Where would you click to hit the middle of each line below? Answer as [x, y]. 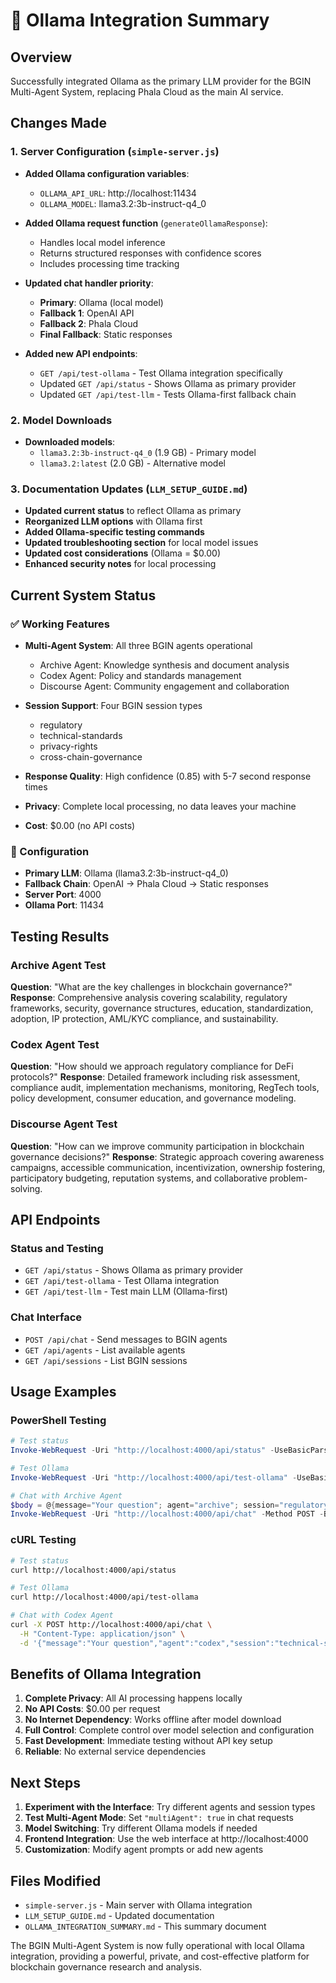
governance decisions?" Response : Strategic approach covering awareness [167, 1156]
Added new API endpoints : [81, 353]
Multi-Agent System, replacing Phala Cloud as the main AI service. [147, 92]
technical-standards [81, 735]
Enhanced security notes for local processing [120, 564]
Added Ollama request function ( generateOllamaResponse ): [146, 223]
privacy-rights [68, 746]
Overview [41, 57]
